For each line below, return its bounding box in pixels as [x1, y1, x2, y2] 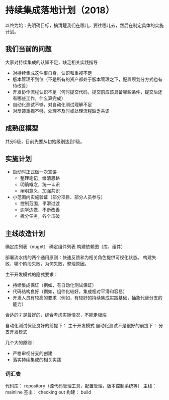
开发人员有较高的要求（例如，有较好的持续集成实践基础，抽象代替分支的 [12, 295, 162, 301]
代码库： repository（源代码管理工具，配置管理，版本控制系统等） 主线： [5, 383, 157, 389]
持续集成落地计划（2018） [5, 5, 115, 16]
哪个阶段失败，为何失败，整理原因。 [14, 261, 89, 267]
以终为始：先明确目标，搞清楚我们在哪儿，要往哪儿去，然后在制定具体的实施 [5, 22, 164, 28]
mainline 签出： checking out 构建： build [5, 389, 92, 395]
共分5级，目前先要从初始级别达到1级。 [5, 138, 84, 144]
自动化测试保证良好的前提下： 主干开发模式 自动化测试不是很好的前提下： [5, 323, 157, 329]
